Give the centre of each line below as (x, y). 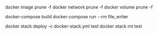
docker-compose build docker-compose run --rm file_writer (67, 17)
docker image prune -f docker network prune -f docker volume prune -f (79, 7)
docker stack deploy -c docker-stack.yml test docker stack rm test (74, 26)
